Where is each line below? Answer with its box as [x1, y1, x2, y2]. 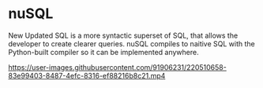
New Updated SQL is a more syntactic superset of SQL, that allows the [8, 31, 239, 40]
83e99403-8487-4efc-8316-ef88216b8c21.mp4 [8, 71, 166, 80]
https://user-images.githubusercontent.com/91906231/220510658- [8, 62, 227, 71]
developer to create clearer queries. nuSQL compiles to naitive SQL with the [8, 38, 255, 48]
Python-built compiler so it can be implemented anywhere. [8, 47, 199, 57]
